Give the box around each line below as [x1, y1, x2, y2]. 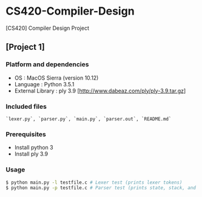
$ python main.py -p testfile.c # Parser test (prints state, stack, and [5, 185, 197, 191]
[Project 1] [5, 42, 45, 52]
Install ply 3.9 [14, 150, 49, 157]
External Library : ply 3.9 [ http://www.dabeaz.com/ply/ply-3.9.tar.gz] [14, 87, 186, 94]
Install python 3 [14, 144, 53, 151]
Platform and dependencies [5, 60, 89, 69]
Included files [5, 102, 47, 111]
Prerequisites [5, 130, 46, 138]
